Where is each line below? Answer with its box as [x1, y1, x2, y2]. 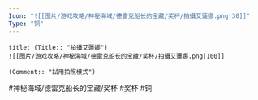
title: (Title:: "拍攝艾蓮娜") [8, 43, 108, 51]
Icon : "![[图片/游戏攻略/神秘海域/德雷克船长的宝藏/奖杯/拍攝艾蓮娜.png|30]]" [8, 11, 251, 20]
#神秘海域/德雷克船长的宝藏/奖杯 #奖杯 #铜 [8, 83, 153, 93]
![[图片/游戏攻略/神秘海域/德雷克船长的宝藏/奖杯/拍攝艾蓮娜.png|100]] [8, 52, 226, 60]
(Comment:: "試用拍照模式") [8, 67, 96, 76]
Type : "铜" [8, 20, 45, 28]
